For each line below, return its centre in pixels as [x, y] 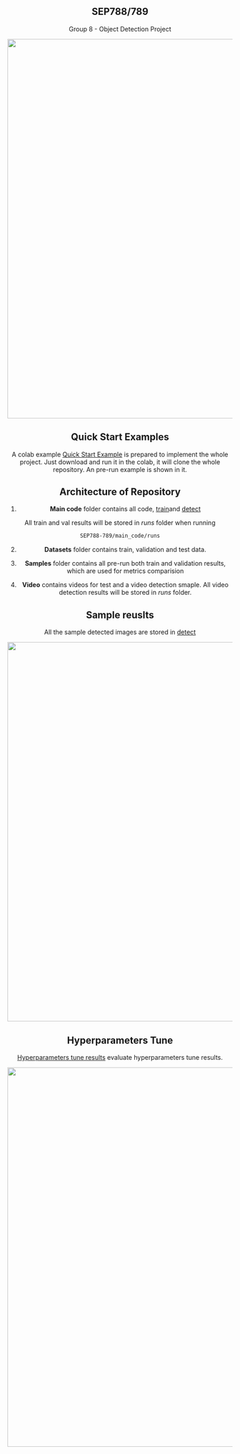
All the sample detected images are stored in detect [120, 632]
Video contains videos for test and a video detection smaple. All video [125, 585]
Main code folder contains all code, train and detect [125, 509]
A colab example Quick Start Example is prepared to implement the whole [120, 454]
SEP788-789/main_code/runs [120, 536]
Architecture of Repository [120, 492]
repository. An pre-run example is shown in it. [120, 469]
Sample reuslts [120, 615]
